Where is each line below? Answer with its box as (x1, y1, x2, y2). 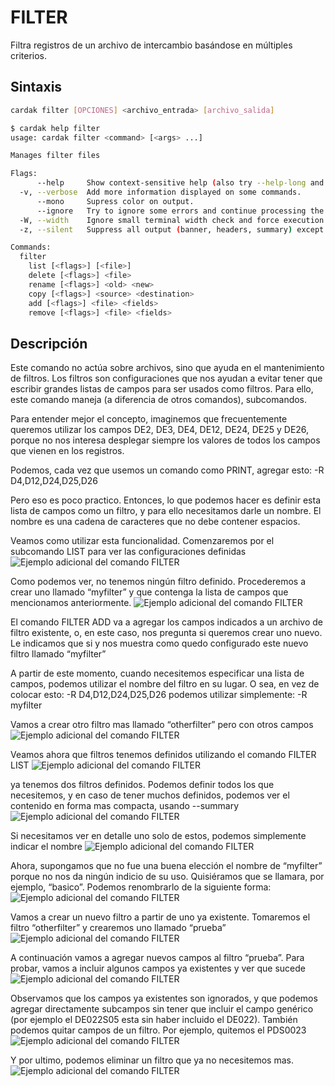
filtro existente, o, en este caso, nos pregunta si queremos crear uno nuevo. (10, 627, 323, 639)
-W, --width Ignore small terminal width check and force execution (19, 215, 325, 225)
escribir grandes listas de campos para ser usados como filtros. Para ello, (10, 383, 314, 395)
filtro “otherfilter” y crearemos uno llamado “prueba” (10, 922, 227, 934)
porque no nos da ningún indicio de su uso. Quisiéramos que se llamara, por (10, 871, 325, 883)
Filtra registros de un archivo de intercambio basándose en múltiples (10, 39, 293, 51)
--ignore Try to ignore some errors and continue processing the (36, 206, 325, 216)
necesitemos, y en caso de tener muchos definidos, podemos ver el (10, 789, 290, 801)
